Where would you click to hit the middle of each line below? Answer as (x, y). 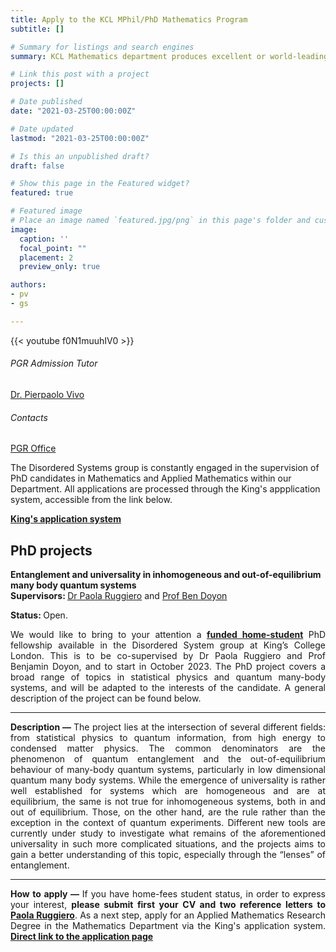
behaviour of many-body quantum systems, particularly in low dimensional (168, 769)
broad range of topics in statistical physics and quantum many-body (168, 677)
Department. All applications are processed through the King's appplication (165, 489)
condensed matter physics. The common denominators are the (168, 748)
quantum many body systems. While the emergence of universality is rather (168, 780)
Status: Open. (39, 615)
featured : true (42, 193)
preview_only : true (60, 267)
